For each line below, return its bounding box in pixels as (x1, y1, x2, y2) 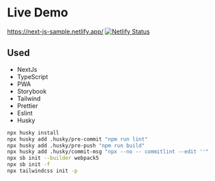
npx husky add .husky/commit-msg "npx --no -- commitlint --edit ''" (7, 148, 210, 155)
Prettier (16, 101, 38, 110)
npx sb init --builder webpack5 (7, 155, 99, 162)
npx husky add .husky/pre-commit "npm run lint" (7, 135, 148, 143)
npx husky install (7, 129, 59, 136)
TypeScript (16, 72, 48, 81)
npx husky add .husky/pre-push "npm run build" (7, 142, 145, 149)
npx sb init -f (7, 161, 51, 168)
